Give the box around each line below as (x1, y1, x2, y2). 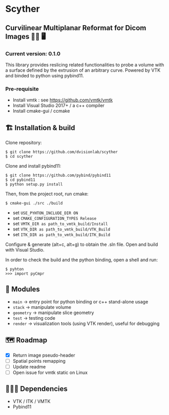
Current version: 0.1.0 (5, 50, 60, 57)
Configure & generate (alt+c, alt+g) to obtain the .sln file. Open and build (5, 241, 158, 247)
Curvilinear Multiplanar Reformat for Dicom (5, 24, 146, 32)
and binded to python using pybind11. (5, 72, 84, 78)
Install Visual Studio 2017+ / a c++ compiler (12, 102, 105, 109)
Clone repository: (5, 139, 42, 146)
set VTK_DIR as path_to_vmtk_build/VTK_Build (12, 226, 111, 232)
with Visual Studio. (5, 246, 45, 253)
